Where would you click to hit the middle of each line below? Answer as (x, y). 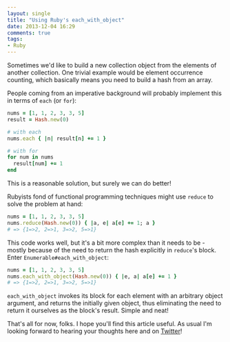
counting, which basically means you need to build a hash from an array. (110, 80)
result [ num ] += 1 (38, 164)
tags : (15, 39)
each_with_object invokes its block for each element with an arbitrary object (115, 296)
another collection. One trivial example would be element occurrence (105, 72)
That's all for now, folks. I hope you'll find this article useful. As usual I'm (109, 324)
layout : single (29, 13)
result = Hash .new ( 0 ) (38, 119)
